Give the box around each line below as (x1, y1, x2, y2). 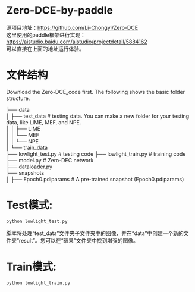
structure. (6, 95, 30, 102)
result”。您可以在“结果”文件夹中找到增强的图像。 (18, 237, 139, 244)
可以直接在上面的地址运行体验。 (6, 45, 84, 52)
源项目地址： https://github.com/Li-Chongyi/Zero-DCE (6, 24, 139, 31)
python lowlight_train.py (6, 280, 70, 286)
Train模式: (6, 260, 56, 274)
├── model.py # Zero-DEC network (6, 156, 94, 164)
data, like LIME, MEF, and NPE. (6, 118, 81, 125)
